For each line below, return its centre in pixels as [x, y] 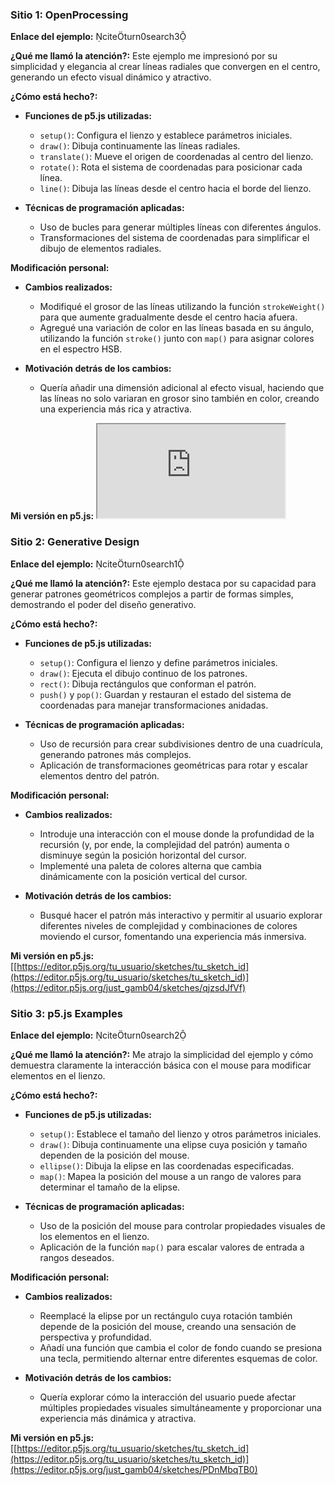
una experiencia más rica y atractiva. [115, 409]
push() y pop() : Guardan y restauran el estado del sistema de [165, 694]
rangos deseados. [77, 1257]
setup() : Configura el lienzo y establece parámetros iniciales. [166, 135]
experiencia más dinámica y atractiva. [118, 1418]
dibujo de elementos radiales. [100, 249]
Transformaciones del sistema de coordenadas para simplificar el [174, 238]
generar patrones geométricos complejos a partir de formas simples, [152, 594]
